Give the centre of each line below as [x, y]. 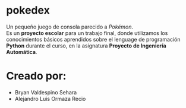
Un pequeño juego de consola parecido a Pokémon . [70, 27]
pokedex [28, 10]
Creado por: [36, 76]
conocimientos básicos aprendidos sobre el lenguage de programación [93, 39]
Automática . [22, 52]
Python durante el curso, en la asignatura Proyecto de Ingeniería [86, 46]
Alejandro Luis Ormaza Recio [50, 99]
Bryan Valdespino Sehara [46, 92]
